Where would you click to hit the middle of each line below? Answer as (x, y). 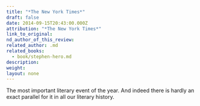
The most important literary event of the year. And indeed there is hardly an (100, 90)
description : (23, 62)
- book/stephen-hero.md (42, 57)
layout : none (23, 73)
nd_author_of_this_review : (40, 40)
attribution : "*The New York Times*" (54, 29)
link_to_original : (29, 34)
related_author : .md (32, 46)
